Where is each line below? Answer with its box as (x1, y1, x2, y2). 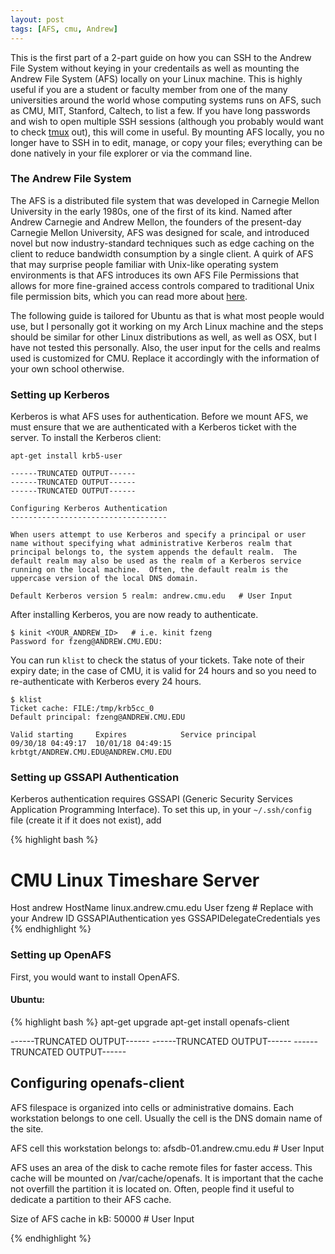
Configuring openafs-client (10, 1075, 185, 1092)
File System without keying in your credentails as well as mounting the (10, 62, 300, 74)
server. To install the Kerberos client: (10, 432, 162, 444)
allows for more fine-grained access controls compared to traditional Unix (10, 279, 315, 291)
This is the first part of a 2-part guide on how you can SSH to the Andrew (10, 51, 312, 63)
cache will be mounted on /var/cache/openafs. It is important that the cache (10, 1172, 324, 1184)
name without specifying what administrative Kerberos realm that (10, 539, 293, 549)
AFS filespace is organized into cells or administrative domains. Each (10, 1101, 294, 1113)
